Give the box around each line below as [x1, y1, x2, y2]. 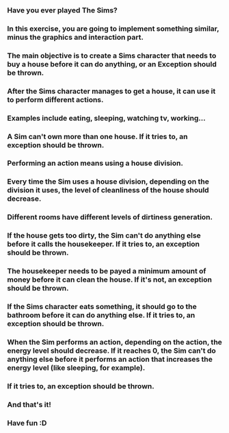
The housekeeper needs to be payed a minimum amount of [7, 267, 206, 276]
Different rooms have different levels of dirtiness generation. [7, 212, 213, 222]
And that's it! [7, 399, 51, 409]
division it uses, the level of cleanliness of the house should [7, 186, 210, 195]
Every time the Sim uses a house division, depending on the [7, 177, 210, 186]
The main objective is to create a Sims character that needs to [7, 51, 217, 60]
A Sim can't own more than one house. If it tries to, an [7, 132, 188, 141]
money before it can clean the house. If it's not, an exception [7, 275, 212, 284]
